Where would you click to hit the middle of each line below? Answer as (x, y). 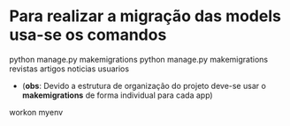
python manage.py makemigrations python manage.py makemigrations (139, 59)
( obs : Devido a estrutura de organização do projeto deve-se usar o (144, 85)
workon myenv (36, 112)
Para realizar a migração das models (145, 16)
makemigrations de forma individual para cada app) (118, 95)
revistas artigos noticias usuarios (69, 69)
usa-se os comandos (88, 35)
